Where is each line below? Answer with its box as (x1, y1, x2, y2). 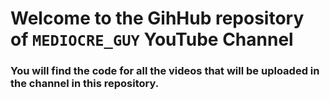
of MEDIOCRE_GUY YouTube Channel (10, 28, 294, 51)
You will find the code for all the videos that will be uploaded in (10, 64, 320, 78)
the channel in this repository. (10, 77, 160, 91)
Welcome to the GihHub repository (10, 7, 305, 30)
